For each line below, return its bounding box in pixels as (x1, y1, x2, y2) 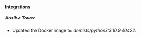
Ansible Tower (5, 15, 35, 21)
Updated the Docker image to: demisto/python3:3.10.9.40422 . (12, 27, 137, 33)
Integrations (5, 4, 31, 10)
